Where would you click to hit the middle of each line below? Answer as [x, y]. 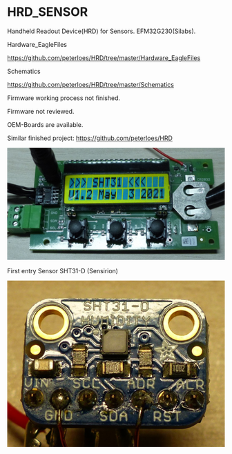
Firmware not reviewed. [41, 111]
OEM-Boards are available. [45, 124]
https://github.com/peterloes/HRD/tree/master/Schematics [91, 84]
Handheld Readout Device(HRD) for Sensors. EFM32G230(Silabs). [101, 31]
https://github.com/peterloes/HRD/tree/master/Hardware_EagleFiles [104, 58]
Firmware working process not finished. [64, 98]
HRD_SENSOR [48, 12]
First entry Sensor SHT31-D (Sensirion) [63, 270]
